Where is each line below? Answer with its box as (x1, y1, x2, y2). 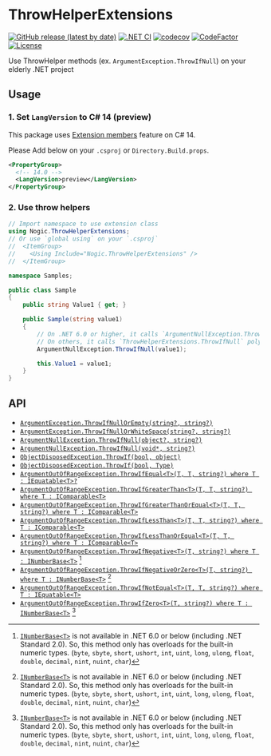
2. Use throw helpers (8, 202, 91, 213)
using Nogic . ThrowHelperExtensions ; (8, 228, 130, 236)
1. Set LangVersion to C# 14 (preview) (8, 112, 151, 123)
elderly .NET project (8, 64, 74, 74)
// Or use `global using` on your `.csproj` (8, 235, 159, 243)
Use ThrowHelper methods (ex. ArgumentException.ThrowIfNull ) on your (8, 56, 246, 66)
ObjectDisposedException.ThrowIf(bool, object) (19, 453, 181, 461)
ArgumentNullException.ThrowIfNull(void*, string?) (19, 444, 195, 452)
